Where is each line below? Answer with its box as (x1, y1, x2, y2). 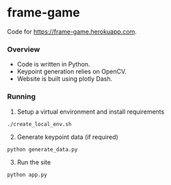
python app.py (7, 171, 48, 178)
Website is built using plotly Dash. (16, 75, 113, 83)
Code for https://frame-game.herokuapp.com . (7, 27, 137, 36)
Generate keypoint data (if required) (16, 132, 118, 141)
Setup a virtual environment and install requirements (16, 108, 165, 116)
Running (7, 92, 36, 101)
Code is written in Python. (16, 60, 90, 69)
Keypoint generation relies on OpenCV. (16, 67, 127, 76)
